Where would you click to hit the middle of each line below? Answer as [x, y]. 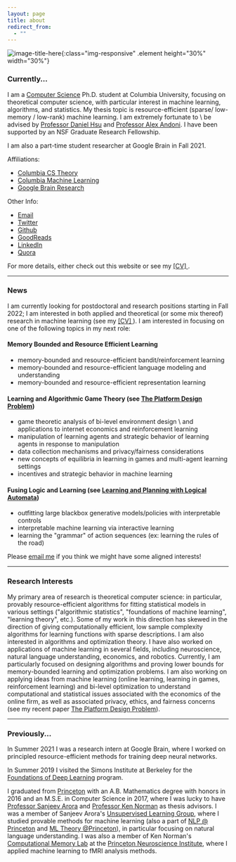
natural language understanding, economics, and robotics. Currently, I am [114, 656]
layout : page [26, 14]
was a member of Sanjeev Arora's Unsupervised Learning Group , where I [113, 813]
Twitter [28, 222]
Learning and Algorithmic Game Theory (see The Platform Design [105, 399]
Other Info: [23, 201]
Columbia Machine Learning [58, 180]
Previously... [29, 733]
